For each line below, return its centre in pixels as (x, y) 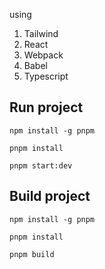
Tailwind (41, 33)
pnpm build (32, 254)
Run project (46, 107)
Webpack (43, 55)
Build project (50, 196)
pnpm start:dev (41, 165)
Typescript (46, 76)
